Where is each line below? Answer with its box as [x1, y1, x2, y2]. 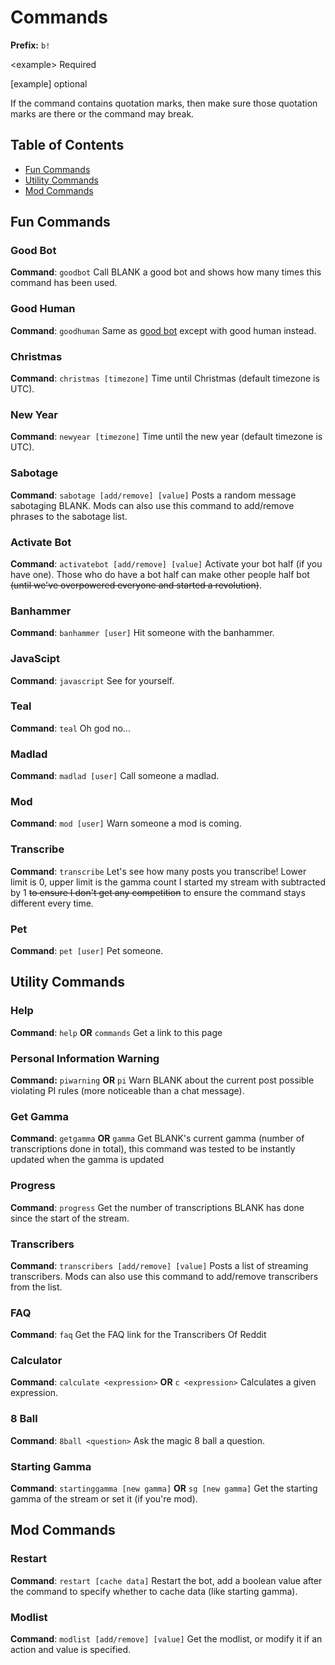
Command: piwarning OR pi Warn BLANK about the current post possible [10, 1074, 315, 1086]
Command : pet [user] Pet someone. [10, 945, 164, 956]
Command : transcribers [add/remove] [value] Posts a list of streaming [10, 1259, 309, 1271]
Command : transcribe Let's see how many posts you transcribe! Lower [10, 865, 307, 877]
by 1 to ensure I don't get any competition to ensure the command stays [10, 886, 306, 898]
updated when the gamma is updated [10, 1154, 165, 1166]
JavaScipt [10, 652, 61, 666]
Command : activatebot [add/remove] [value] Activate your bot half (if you [10, 557, 323, 570]
